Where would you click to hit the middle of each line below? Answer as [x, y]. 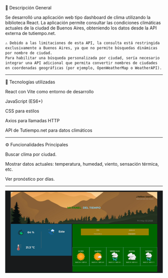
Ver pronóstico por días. [30, 179]
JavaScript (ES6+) [24, 101]
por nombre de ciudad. [29, 53]
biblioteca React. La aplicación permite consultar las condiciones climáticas [83, 23]
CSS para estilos [22, 111]
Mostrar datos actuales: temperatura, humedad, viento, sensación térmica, [82, 164]
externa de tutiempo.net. [30, 33]
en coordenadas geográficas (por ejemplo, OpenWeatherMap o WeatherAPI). [84, 68]
